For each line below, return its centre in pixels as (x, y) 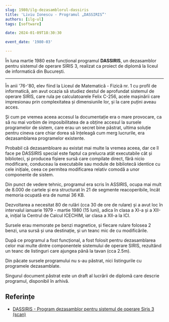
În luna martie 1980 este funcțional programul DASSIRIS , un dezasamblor (81, 61)
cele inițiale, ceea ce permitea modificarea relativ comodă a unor (72, 169)
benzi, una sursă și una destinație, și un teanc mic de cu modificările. (77, 231)
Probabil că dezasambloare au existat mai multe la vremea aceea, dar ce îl (82, 148)
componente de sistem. (30, 175)
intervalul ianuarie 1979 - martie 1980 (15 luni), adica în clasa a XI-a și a (79, 210)
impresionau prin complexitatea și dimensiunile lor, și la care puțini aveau (81, 102)
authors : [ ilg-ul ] (24, 19)
